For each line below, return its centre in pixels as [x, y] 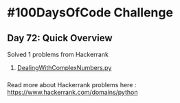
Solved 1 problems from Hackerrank [58, 54]
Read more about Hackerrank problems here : [72, 84]
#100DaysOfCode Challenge [90, 13]
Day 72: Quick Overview [60, 38]
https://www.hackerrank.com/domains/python [72, 92]
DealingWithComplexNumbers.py [64, 68]
